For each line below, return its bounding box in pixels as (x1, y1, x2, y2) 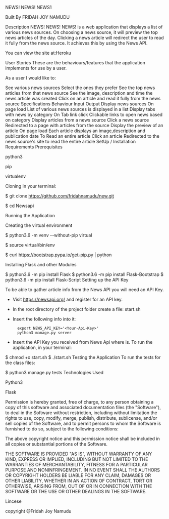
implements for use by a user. (5, 65, 67, 71)
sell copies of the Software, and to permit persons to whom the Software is (5, 420, 161, 426)
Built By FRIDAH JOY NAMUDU (5, 14, 70, 20)
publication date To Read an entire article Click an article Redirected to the (5, 133, 160, 139)
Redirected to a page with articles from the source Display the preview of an (5, 123, 163, 128)
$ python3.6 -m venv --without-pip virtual (5, 232, 92, 238)
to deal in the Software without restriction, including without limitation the (5, 410, 157, 416)
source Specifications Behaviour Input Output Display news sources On (5, 101, 154, 107)
